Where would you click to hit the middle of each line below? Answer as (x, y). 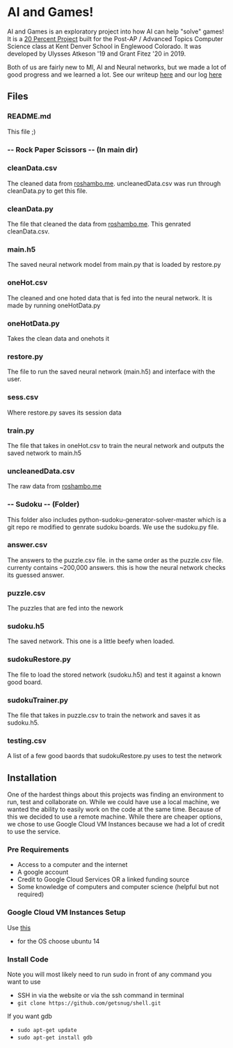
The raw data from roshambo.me (55, 486)
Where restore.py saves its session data (64, 413)
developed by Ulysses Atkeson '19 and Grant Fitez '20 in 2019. (97, 54)
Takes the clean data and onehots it (58, 339)
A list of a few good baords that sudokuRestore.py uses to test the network (115, 756)
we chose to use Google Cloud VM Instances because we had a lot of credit (116, 824)
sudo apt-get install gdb (55, 1038)
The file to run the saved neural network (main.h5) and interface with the (111, 372)
